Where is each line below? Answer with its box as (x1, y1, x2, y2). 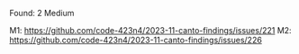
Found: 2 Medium (9, 8, 75, 18)
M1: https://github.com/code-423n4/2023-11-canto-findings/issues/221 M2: (9, 25, 292, 35)
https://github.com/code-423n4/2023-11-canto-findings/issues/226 (9, 35, 263, 45)
